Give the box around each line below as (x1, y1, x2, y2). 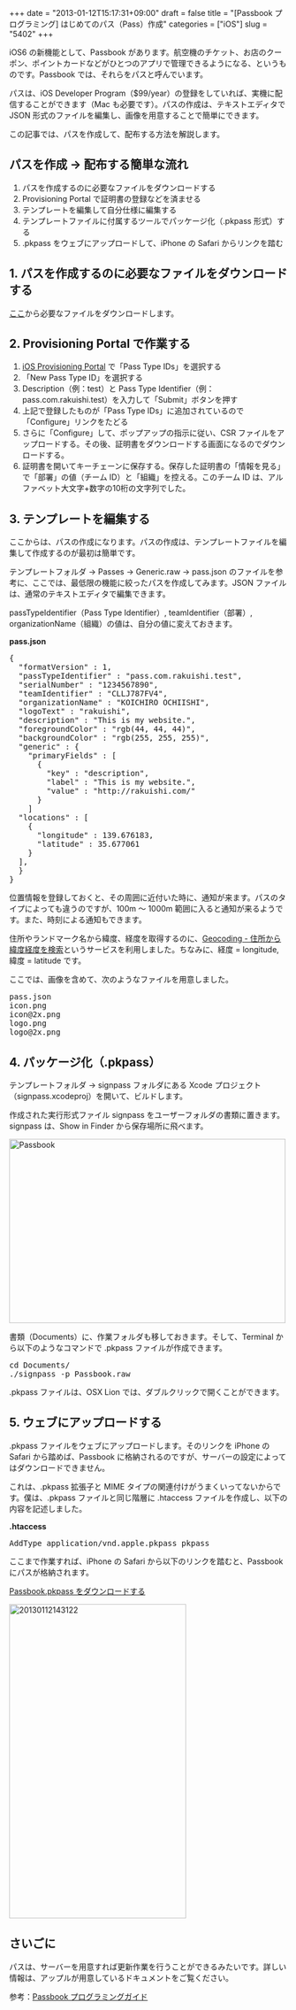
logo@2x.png (9, 1028, 61, 1037)
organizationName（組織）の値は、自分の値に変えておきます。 (9, 619, 238, 629)
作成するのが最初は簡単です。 (32, 548, 140, 558)
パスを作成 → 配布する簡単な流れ (9, 158, 188, 173)
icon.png (9, 1001, 47, 1011)
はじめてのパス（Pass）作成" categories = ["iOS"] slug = (60, 19, 268, 29)
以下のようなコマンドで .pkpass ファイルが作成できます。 (16, 1343, 228, 1353)
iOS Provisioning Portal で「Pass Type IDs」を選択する (21, 361, 222, 372)
